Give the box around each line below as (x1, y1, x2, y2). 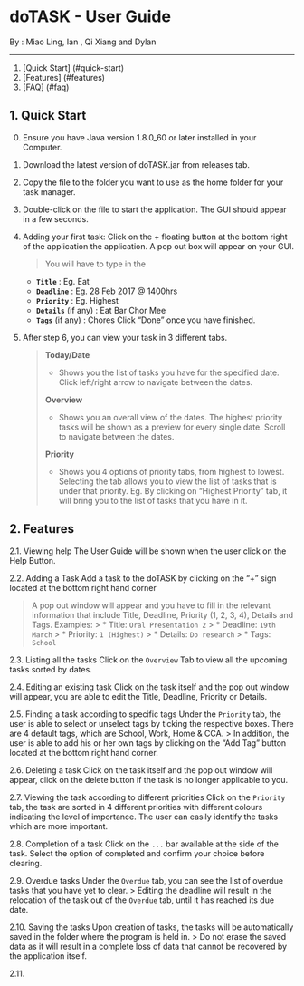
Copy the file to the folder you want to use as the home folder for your (22, 177, 284, 188)
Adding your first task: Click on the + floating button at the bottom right (22, 231, 288, 242)
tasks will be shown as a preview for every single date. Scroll (58, 421, 286, 432)
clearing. (9, 857, 43, 868)
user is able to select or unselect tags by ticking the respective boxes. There (9, 718, 294, 729)
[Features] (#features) (22, 72, 106, 82)
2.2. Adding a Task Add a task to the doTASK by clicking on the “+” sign (9, 573, 277, 584)
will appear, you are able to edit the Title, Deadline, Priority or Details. (9, 691, 268, 701)
